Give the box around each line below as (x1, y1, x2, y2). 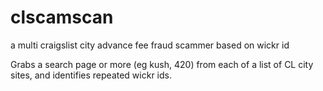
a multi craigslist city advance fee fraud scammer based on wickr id (10, 39, 290, 51)
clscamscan (10, 6, 114, 29)
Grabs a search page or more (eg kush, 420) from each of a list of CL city (10, 58, 314, 70)
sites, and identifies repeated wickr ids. (10, 69, 172, 81)
